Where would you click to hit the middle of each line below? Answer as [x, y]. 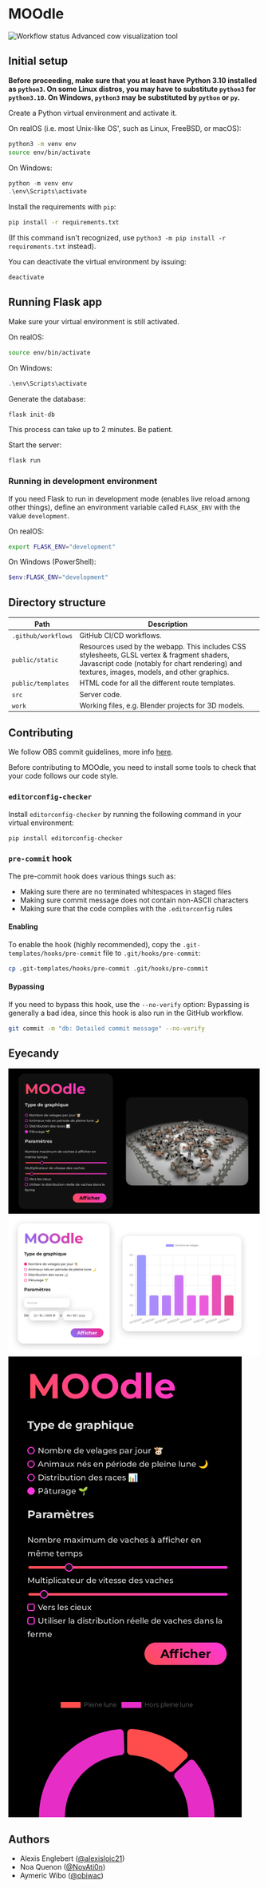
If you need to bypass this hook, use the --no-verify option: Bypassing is [129, 1004]
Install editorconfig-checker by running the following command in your [125, 814]
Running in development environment [83, 482]
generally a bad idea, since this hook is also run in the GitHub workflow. [126, 1013]
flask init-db [32, 414]
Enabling [23, 926]
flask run [25, 461]
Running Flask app [55, 302]
